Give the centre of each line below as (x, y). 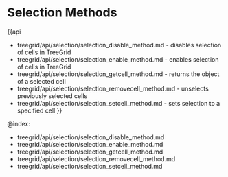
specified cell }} (39, 110)
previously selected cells (52, 96)
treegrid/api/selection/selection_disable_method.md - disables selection (119, 45)
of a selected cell (42, 81)
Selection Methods (62, 13)
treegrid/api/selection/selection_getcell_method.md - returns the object (118, 74)
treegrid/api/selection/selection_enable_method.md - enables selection (118, 59)
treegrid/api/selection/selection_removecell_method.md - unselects (113, 88)
